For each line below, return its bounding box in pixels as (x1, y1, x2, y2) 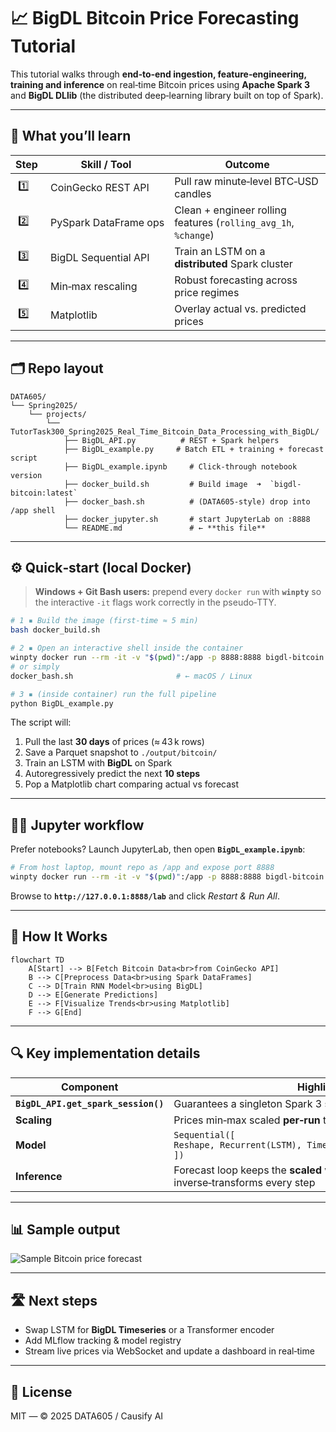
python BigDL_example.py (10, 698, 114, 709)
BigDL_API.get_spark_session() (15, 1098, 165, 1109)
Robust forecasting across (174, 273, 298, 287)
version (10, 470, 43, 480)
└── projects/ (28, 409, 87, 419)
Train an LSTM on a (174, 244, 266, 258)
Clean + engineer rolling (174, 203, 287, 217)
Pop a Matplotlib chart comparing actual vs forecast (24, 778, 240, 790)
